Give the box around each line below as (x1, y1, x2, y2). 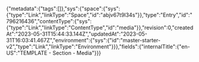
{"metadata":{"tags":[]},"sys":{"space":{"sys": (6, 5, 120, 12)
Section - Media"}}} (52, 49, 101, 56)
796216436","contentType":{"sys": (6, 18, 92, 24)
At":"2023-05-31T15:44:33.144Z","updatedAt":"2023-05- (6, 30, 148, 38)
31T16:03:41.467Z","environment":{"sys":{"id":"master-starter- (6, 37, 161, 44)
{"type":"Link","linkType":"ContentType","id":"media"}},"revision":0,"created (6, 24, 194, 31)
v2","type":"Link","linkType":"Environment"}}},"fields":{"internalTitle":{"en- (6, 43, 191, 50)
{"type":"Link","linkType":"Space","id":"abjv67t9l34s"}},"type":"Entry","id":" (6, 11, 193, 18)
